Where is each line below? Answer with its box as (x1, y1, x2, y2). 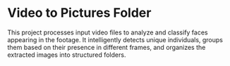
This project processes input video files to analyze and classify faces (7, 28, 208, 37)
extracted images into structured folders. (7, 51, 126, 59)
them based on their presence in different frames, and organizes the (7, 43, 206, 51)
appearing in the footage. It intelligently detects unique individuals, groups (7, 35, 224, 44)
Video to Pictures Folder (7, 5, 152, 21)
